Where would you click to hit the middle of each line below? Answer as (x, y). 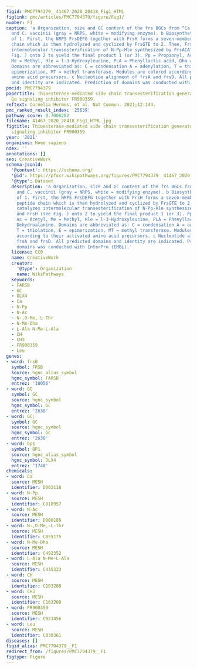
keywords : (23, 279)
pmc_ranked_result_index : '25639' (48, 110)
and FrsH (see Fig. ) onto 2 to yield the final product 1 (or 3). (101, 214)
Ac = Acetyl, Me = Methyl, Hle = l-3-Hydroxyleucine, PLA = (91, 219)
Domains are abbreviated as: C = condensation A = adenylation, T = (97, 66)
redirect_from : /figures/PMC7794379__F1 (56, 652)
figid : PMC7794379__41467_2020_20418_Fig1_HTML (65, 11)
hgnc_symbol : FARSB (35, 378)
